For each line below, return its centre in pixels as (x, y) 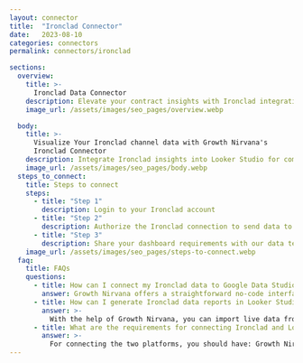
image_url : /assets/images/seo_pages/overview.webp (124, 109)
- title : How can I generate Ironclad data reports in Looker (152, 302)
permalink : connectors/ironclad (70, 51)
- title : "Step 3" (68, 235)
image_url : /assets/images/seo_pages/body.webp (116, 168)
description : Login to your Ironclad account (129, 210)
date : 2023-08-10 (46, 34)
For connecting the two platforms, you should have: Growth (165, 344)
